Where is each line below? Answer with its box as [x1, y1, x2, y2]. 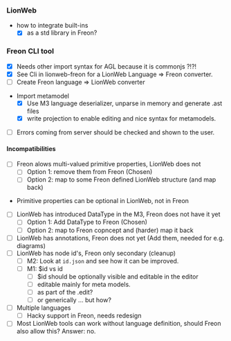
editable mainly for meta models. [37, 280, 131, 288]
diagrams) [16, 241, 46, 250]
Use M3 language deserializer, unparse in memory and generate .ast [26, 99, 223, 107]
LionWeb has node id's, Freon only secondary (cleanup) [16, 249, 176, 257]
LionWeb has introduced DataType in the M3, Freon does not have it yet [16, 210, 221, 218]
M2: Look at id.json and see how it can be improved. [26, 256, 179, 265]
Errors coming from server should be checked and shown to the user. [16, 128, 215, 137]
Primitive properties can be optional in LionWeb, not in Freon [16, 197, 190, 205]
